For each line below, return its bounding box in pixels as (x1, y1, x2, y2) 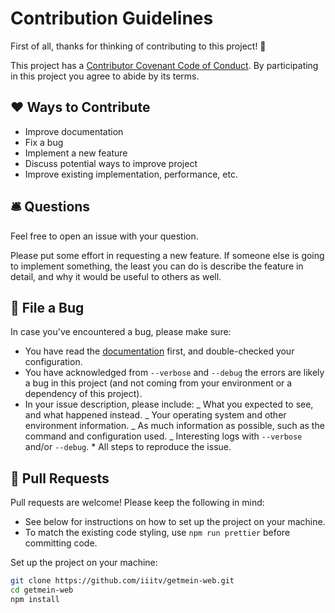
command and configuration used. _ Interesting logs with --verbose (24, 430, 303, 442)
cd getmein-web (10, 585, 74, 596)
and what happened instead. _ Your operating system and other (24, 409, 287, 421)
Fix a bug (24, 136, 64, 148)
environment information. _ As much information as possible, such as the (24, 420, 325, 432)
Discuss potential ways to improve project (24, 157, 198, 169)
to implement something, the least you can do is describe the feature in (10, 260, 304, 272)
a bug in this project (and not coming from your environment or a (24, 377, 293, 389)
